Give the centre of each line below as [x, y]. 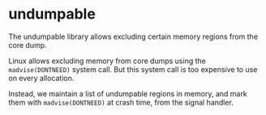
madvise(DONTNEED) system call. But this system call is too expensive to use [133, 69]
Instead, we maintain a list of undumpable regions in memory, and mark [128, 93]
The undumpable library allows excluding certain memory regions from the [133, 36]
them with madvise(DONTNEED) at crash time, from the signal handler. [121, 102]
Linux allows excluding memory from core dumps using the [107, 61]
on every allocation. [41, 78]
